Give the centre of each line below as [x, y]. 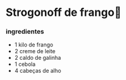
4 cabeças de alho [38, 71]
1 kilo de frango [34, 45]
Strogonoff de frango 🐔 [64, 13]
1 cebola [25, 64]
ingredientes [25, 32]
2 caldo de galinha [38, 58]
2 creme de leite [35, 51]
